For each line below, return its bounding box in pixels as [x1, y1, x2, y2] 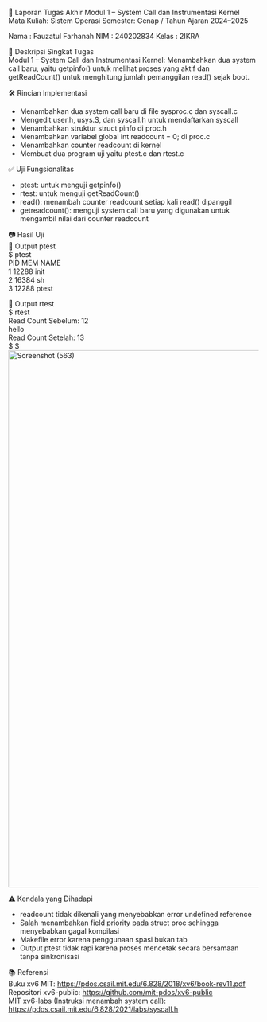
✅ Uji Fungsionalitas [8, 164, 74, 174]
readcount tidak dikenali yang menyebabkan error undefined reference [19, 910, 252, 919]
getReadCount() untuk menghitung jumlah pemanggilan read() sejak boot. [8, 72, 250, 81]
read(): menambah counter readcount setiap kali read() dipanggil [19, 197, 233, 206]
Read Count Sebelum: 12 [8, 316, 89, 326]
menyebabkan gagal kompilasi [19, 926, 120, 935]
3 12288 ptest [8, 283, 53, 293]
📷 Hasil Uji [8, 230, 44, 239]
